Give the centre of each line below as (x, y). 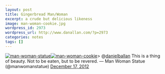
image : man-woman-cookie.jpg (35, 23)
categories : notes (24, 37)
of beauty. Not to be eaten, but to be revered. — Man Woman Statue (75, 61)
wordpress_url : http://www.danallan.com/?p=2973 (57, 33)
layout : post (19, 10)
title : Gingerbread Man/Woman (37, 14)
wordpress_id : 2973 (25, 28)
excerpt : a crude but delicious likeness (49, 19)
